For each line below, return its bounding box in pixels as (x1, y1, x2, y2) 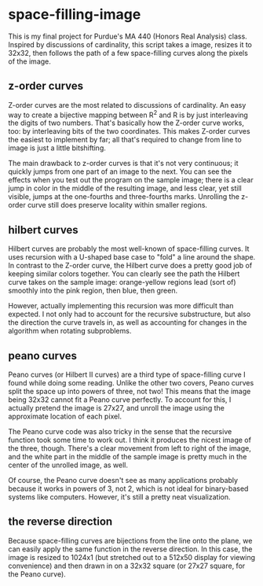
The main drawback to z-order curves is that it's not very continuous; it (8, 159, 239, 168)
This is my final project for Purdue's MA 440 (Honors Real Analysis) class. (8, 31, 247, 41)
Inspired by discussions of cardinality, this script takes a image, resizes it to (8, 39, 253, 49)
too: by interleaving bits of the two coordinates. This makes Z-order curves (8, 127, 250, 136)
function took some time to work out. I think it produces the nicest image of (8, 435, 251, 445)
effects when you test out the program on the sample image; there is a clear (8, 175, 254, 185)
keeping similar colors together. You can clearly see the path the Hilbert (8, 269, 240, 278)
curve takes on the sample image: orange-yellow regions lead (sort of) (8, 278, 237, 287)
